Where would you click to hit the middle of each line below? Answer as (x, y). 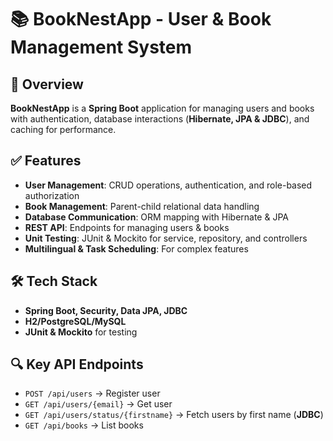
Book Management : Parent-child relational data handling (142, 206)
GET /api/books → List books (84, 425)
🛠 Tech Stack (54, 281)
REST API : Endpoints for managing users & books (127, 227)
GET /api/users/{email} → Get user (98, 404)
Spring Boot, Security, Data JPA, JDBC (106, 310)
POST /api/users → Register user (92, 393)
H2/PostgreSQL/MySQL (75, 321)
